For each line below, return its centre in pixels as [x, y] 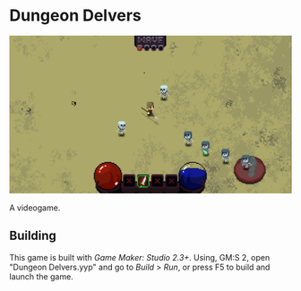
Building [33, 236]
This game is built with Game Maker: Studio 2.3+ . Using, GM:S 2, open [140, 257]
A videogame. [35, 208]
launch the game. [41, 276]
